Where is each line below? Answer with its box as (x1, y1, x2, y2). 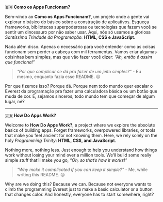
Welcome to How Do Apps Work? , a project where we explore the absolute (5, 122, 155, 128)
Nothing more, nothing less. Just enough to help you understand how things (5, 147, 157, 153)
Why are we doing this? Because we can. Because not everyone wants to (5, 181, 152, 187)
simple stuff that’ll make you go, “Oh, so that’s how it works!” (5, 157, 128, 163)
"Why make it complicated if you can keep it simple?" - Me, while (16, 167, 148, 172)
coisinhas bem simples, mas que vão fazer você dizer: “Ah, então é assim (5, 54, 153, 60)
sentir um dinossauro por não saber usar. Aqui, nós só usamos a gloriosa (5, 29, 151, 35)
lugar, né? (5, 99, 25, 104)
